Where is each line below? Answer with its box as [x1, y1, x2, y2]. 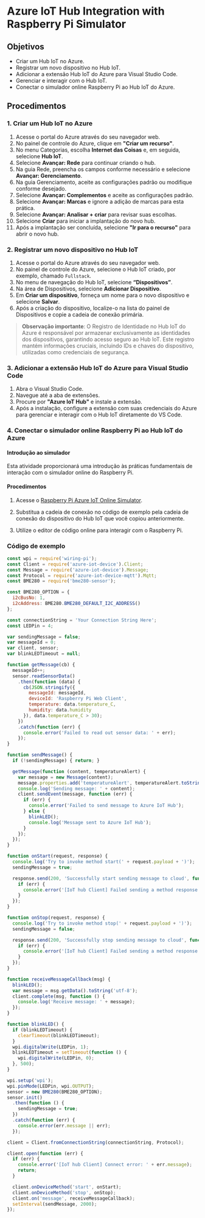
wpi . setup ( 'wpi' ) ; [7, 1077, 54, 1083]
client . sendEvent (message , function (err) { [18, 791, 133, 797]
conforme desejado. [15, 184, 67, 192]
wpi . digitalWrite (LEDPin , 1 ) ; [12, 1044, 89, 1050]
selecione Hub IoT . [15, 152, 63, 159]
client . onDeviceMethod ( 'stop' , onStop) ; [12, 1189, 116, 1195]
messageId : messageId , [29, 690, 86, 696]
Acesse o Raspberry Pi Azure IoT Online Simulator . [15, 496, 142, 503]
